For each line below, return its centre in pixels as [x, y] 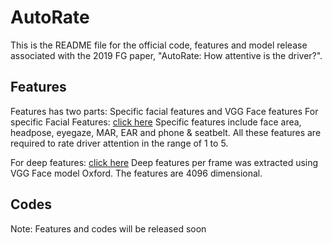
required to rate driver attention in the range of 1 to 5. [119, 143]
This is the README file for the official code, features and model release [159, 45]
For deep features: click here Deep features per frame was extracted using [164, 162]
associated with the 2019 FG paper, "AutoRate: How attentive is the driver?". [166, 55]
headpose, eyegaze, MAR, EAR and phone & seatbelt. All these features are [166, 132]
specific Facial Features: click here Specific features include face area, [156, 122]
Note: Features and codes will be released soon [108, 228]
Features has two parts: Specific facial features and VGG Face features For [164, 111]
